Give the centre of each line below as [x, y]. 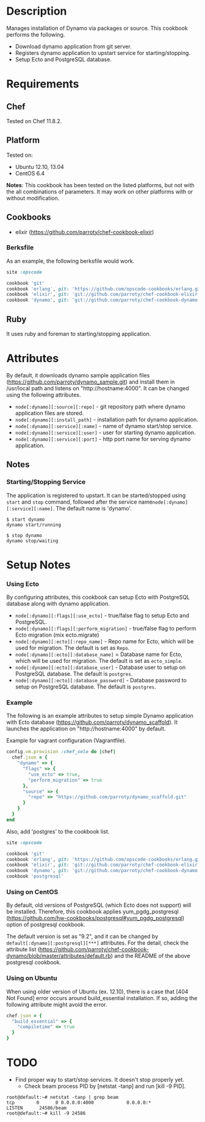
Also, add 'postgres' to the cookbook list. [58, 831]
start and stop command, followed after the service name [79, 502]
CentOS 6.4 [30, 173]
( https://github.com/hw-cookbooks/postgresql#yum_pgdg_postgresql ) [95, 918]
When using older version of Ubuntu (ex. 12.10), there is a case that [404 [97, 992]
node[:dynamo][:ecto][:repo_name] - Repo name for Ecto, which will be [104, 641]
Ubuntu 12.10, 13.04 [39, 166]
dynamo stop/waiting [33, 541]
